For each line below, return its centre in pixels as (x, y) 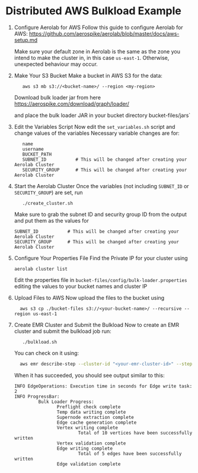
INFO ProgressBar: (37, 396)
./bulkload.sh (40, 342)
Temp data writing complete (91, 412)
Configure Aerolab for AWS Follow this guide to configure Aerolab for (98, 27)
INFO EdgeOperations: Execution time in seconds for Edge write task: (103, 386)
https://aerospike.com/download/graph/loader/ (72, 104)
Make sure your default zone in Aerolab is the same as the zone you (97, 51)
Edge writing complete (85, 448)
